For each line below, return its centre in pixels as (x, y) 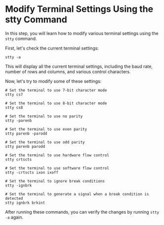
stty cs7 (14, 94)
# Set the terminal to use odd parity (45, 142)
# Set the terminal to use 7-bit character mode (56, 90)
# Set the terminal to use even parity (46, 129)
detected (14, 198)
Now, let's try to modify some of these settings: (53, 81)
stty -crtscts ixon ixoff (32, 172)
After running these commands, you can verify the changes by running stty (82, 212)
